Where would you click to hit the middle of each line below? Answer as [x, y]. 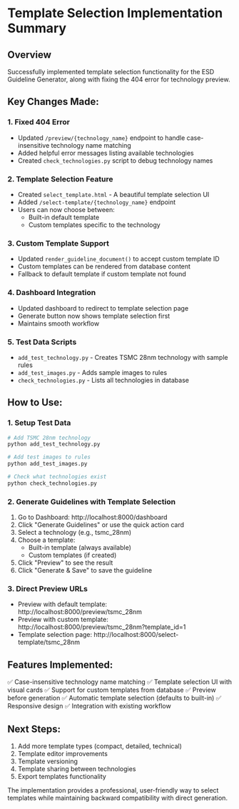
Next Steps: [34, 729]
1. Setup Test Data [39, 423]
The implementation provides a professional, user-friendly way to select [113, 790]
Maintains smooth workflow [59, 323]
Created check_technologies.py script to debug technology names [115, 160]
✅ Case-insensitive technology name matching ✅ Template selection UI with [120, 682]
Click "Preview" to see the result [65, 563]
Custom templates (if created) [72, 556]
